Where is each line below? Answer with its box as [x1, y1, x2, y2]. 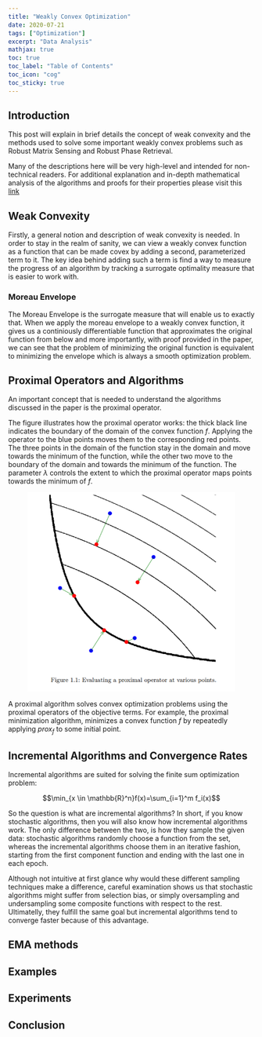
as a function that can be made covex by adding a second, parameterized [8, 247, 246, 257]
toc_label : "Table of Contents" [8, 63, 113, 71]
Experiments [8, 991, 72, 1005]
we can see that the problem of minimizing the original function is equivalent [8, 342, 255, 352]
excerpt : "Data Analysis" [8, 38, 92, 46]
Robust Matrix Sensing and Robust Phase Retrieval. [8, 146, 174, 156]
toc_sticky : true [8, 79, 65, 86]
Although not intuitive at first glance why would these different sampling [8, 874, 240, 883]
